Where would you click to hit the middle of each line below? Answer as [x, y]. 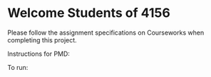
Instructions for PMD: [38, 54]
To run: [18, 67]
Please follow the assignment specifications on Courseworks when [106, 32]
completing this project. [42, 40]
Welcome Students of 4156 [89, 13]
